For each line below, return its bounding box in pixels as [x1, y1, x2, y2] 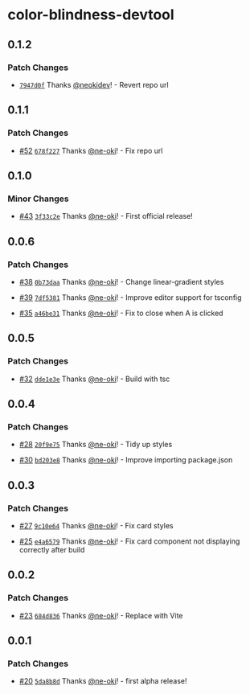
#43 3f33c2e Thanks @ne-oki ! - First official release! [18, 211, 194, 221]
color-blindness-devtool [7, 6, 174, 24]
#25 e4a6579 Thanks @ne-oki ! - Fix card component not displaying [18, 536, 240, 546]
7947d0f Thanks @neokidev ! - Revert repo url [18, 80, 170, 89]
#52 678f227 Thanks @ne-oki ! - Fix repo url [18, 146, 163, 155]
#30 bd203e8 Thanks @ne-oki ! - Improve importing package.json [18, 455, 233, 465]
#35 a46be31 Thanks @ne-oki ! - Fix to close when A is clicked [18, 308, 223, 318]
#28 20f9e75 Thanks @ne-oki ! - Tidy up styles [18, 440, 173, 450]
